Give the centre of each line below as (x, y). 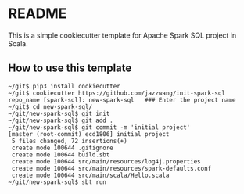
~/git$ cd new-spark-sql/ (50, 106)
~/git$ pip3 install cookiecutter (65, 86)
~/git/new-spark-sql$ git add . (61, 120)
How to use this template (70, 68)
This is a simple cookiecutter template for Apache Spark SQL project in (122, 35)
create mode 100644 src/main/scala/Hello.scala (90, 175)
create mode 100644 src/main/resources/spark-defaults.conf (111, 168)
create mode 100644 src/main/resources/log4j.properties (106, 161)
